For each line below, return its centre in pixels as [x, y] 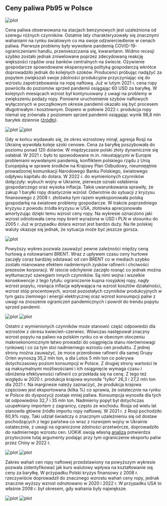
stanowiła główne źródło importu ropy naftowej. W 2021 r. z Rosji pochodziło [83, 411]
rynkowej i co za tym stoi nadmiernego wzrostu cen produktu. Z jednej [78, 347]
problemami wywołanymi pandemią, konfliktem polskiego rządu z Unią [78, 160]
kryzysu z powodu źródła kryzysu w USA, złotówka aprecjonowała [74, 208]
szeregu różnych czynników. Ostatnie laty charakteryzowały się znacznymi [82, 35]
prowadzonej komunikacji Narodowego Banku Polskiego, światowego [77, 171]
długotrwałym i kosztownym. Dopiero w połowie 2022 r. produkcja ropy [79, 109]
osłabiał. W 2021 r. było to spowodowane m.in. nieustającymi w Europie [78, 155]
